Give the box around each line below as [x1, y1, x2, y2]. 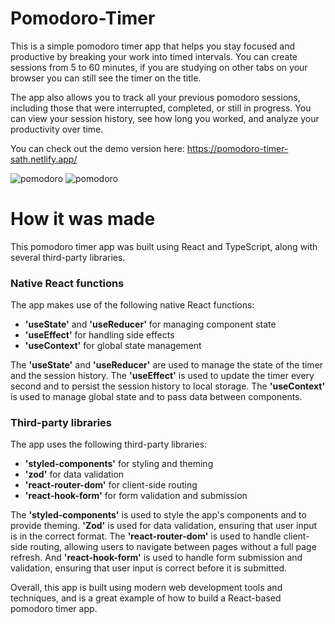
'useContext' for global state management [24, 340, 202, 352]
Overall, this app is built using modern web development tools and [10, 582, 283, 594]
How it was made [10, 208, 156, 231]
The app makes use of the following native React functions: [10, 299, 255, 311]
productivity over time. [10, 123, 104, 135]
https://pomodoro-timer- [186, 142, 289, 154]
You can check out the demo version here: [10, 142, 185, 154]
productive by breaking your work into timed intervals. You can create [10, 50, 298, 62]
